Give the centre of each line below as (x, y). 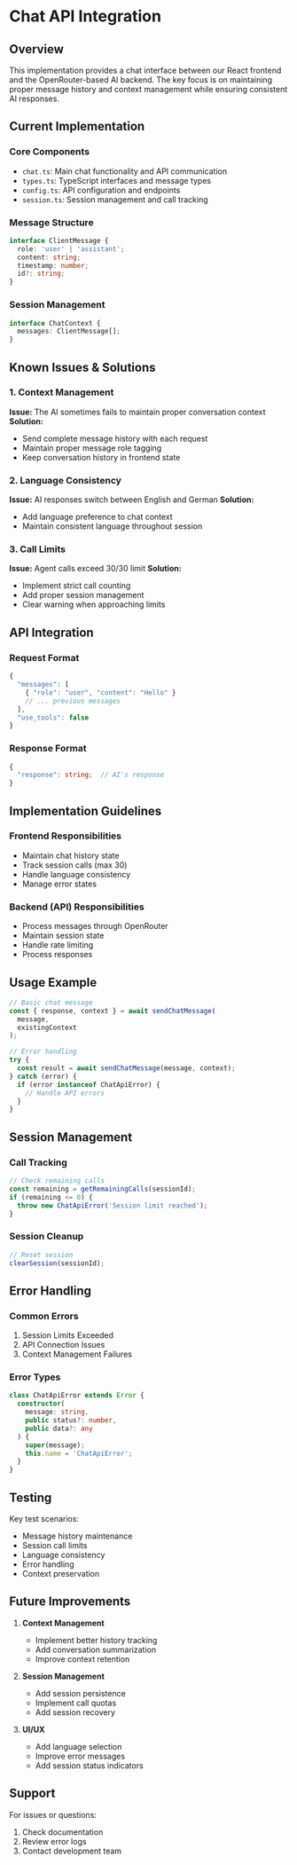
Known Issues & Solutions (82, 367)
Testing (31, 1497)
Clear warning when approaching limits (94, 604)
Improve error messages (80, 1756)
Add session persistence (80, 1693)
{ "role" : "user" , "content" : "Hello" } (101, 692)
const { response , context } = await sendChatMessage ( (113, 1011)
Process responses (57, 955)
